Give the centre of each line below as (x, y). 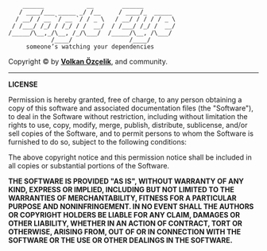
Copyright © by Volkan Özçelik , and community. (88, 62)
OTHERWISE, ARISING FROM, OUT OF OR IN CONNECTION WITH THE (125, 232)
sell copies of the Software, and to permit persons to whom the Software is (131, 133)
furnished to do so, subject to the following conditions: (97, 142)
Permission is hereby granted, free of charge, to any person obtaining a (125, 100)
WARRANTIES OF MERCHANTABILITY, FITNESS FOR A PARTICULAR (122, 198)
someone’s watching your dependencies (90, 47)
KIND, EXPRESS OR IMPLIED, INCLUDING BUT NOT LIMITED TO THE (121, 189)
